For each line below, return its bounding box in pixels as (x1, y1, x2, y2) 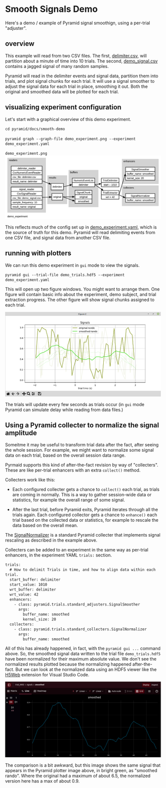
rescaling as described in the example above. (5, 537, 98, 544)
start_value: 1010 (9, 582, 48, 587)
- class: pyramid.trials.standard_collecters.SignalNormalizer (14, 627, 147, 632)
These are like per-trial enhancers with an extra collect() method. (5, 467, 141, 473)
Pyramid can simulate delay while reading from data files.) (5, 407, 124, 413)
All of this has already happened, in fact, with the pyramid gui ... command (5, 646, 161, 652)
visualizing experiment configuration (5, 103, 122, 112)
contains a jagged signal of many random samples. (5, 63, 109, 69)
